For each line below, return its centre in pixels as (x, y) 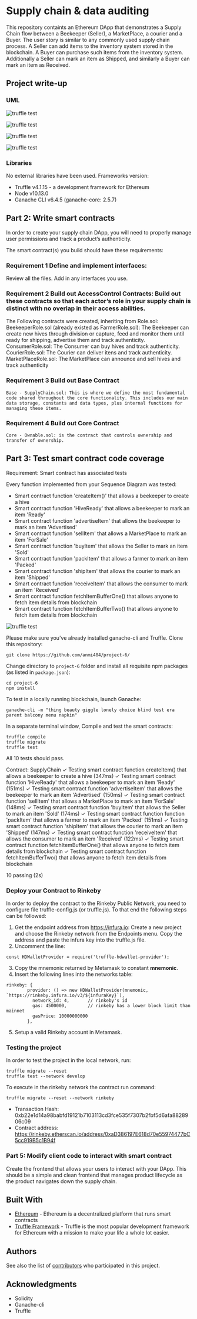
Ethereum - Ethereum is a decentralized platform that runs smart (93, 1214)
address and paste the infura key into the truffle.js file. (80, 940)
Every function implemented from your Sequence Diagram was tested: (91, 484)
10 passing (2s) (25, 875)
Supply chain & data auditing (78, 11)
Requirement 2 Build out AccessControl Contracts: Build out (94, 294)
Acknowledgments (42, 1284)
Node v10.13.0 (31, 193)
